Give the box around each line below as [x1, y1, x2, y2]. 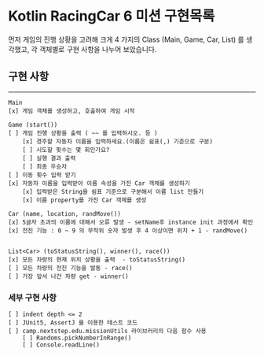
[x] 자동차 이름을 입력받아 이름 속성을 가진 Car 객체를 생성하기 [8, 179, 190, 187]
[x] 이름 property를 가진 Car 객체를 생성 [22, 196, 147, 204]
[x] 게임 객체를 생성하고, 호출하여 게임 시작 [8, 107, 135, 115]
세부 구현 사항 [8, 292, 57, 303]
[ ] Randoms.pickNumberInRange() [22, 334, 132, 343]
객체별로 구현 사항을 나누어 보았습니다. [38, 44, 157, 54]
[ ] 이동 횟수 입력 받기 [8, 171, 76, 179]
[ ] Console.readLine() [22, 341, 101, 349]
